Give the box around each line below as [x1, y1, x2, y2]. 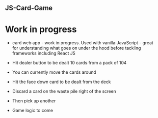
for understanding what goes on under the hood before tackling [12, 45, 141, 51]
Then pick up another [12, 98, 56, 104]
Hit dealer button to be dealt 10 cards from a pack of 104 [12, 60, 127, 66]
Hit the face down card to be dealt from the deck [12, 79, 111, 85]
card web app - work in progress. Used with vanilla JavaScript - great [12, 40, 154, 46]
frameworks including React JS [12, 50, 76, 56]
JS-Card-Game [5, 4, 53, 12]
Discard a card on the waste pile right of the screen [12, 88, 116, 94]
